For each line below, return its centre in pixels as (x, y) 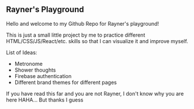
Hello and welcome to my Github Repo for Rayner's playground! (83, 23)
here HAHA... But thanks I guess (45, 100)
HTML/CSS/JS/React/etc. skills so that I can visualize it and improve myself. (97, 41)
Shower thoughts (35, 70)
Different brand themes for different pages (65, 82)
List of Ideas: (22, 52)
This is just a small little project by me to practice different (76, 35)
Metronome (28, 64)
